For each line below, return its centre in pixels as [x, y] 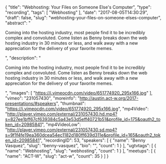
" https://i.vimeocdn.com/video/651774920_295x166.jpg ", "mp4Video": [77, 109]
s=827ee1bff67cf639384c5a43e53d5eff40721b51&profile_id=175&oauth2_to [83, 119]
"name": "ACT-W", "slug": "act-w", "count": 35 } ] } [57, 156]
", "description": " [23, 58]
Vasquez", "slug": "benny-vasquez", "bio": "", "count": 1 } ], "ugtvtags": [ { [81, 145]
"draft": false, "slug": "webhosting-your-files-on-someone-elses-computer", [83, 18]
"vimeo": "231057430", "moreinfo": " [43, 98]
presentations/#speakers [31, 103]
